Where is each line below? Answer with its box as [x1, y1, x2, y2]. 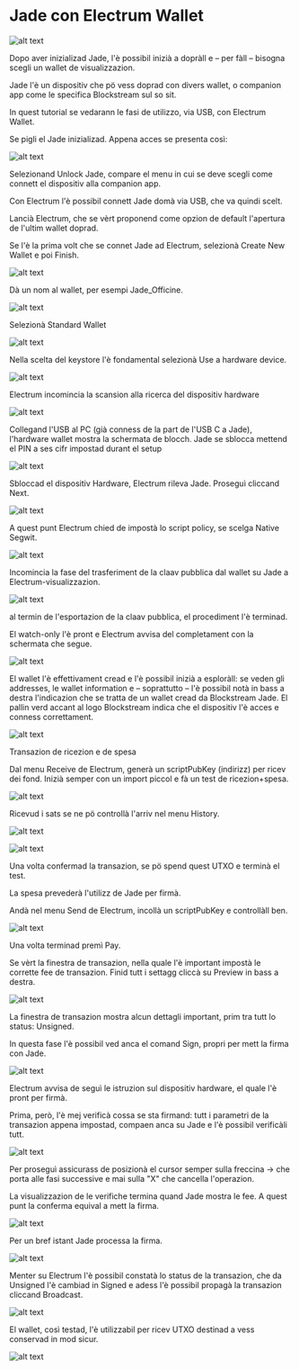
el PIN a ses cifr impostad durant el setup [9, 443, 163, 454]
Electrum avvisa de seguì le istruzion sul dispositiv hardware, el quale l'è [9, 1082, 277, 1094]
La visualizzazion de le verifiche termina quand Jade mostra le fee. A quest [9, 1190, 287, 1202]
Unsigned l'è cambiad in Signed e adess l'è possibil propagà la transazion [9, 1279, 283, 1290]
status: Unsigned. [9, 1021, 75, 1032]
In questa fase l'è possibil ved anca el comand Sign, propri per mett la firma [9, 1038, 289, 1049]
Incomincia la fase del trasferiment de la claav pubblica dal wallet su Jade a [9, 566, 289, 577]
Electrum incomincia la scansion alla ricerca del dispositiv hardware [9, 389, 260, 400]
